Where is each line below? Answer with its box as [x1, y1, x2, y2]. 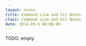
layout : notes [5, 7, 36, 13]
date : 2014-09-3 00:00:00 [5, 21, 60, 27]
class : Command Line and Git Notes [5, 17, 81, 22]
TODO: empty [5, 35, 34, 41]
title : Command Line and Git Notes [5, 12, 81, 17]
